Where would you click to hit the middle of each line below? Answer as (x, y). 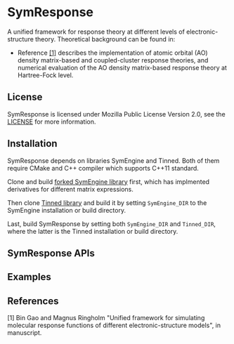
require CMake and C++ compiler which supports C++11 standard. (103, 168)
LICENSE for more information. (52, 121)
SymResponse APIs (51, 253)
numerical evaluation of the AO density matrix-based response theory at (122, 67)
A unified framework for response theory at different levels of (96, 32)
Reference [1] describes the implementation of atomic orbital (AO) (113, 53)
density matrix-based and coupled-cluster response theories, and (113, 60)
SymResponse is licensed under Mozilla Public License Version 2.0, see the (117, 114)
